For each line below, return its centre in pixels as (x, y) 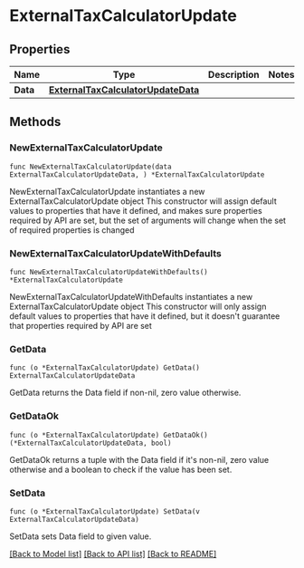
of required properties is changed (72, 230)
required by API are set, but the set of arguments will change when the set (148, 220)
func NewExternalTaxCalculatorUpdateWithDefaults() (109, 272)
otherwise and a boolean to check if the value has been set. (121, 469)
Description (233, 75)
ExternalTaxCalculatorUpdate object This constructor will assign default (143, 201)
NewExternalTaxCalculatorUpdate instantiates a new (107, 191)
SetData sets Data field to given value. (81, 536)
